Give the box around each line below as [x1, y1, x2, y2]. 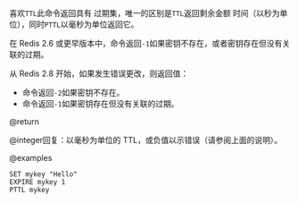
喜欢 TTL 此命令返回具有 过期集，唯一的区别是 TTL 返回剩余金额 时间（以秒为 [9, 8, 280, 18]
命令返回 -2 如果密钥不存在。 [21, 88, 125, 97]
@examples [9, 153, 53, 163]
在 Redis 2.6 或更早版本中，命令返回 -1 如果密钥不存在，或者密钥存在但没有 [9, 38, 283, 48]
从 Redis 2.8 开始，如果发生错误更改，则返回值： [9, 68, 189, 79]
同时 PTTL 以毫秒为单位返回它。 [28, 19, 139, 30]
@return [9, 116, 40, 127]
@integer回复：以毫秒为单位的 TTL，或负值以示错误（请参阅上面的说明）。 [9, 135, 283, 145]
